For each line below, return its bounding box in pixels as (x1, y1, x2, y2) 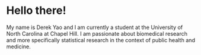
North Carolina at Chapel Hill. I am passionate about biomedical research (6, 30, 188, 37)
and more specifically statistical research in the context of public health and (6, 36, 196, 44)
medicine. (6, 43, 31, 50)
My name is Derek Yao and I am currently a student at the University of (6, 24, 183, 31)
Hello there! (6, 4, 67, 18)
